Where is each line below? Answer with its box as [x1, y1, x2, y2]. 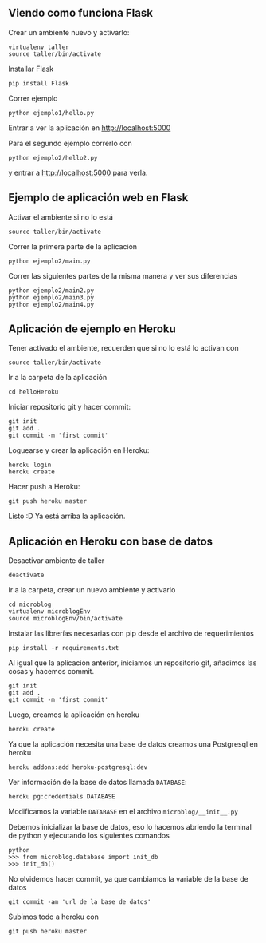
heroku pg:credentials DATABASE [8, 793, 115, 801]
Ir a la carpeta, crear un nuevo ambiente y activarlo [8, 585, 176, 595]
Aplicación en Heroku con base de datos [8, 534, 213, 548]
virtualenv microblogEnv [8, 608, 91, 616]
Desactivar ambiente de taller [8, 556, 105, 565]
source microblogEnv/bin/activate [8, 615, 123, 623]
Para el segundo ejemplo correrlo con [8, 138, 133, 148]
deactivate [8, 571, 45, 580]
